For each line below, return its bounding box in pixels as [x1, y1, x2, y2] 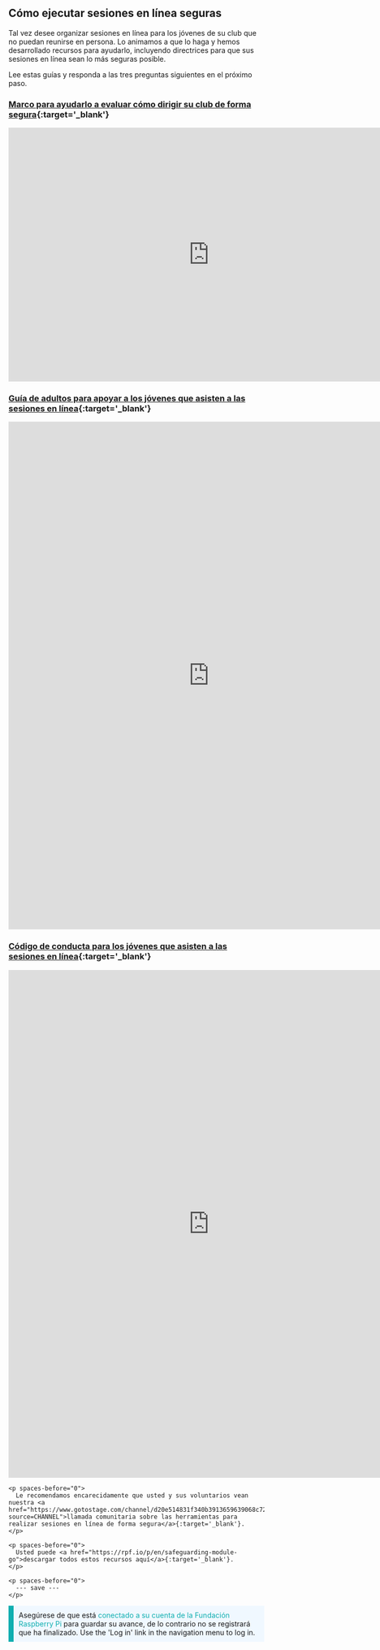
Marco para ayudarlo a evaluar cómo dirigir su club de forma [8, 98, 252, 110]
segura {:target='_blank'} [8, 109, 110, 120]
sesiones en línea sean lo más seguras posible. [8, 54, 166, 63]
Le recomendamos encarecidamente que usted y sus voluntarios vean [15, 1491, 249, 1500]
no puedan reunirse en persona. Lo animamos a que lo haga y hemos [8, 37, 240, 46]
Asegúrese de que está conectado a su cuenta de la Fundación [19, 1610, 230, 1620]
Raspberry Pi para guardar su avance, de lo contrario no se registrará [19, 1618, 251, 1628]
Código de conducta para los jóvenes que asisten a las [8, 941, 227, 952]
